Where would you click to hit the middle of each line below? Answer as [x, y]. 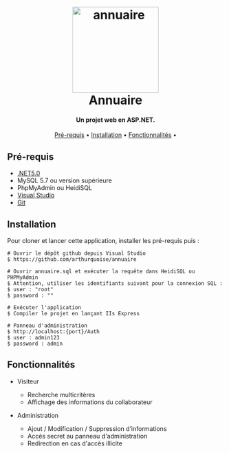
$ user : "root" [30, 290]
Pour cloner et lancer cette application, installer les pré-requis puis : [103, 241]
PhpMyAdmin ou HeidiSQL [55, 188]
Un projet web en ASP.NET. [116, 120]
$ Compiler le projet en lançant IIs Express [73, 314]
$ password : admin [35, 344]
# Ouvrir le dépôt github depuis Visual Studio [77, 253]
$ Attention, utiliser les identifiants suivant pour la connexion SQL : [115, 284]
